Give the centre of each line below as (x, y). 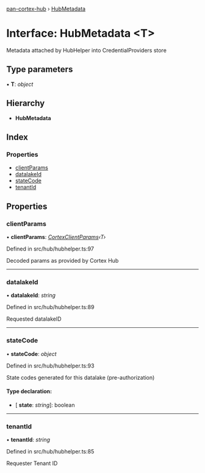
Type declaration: (29, 391)
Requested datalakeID (34, 319)
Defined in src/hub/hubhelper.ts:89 (50, 307)
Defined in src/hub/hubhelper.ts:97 (50, 249)
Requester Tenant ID (32, 463)
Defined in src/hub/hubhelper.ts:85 (50, 452)
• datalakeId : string (31, 296)
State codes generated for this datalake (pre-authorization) (81, 377)
